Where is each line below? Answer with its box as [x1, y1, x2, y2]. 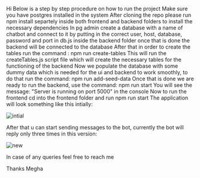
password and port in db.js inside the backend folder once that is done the [6, 37, 190, 44]
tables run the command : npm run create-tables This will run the [6, 50, 166, 56]
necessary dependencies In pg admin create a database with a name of [6, 24, 183, 31]
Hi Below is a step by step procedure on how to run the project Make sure [6, 5, 188, 12]
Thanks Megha [6, 165, 43, 172]
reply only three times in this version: [6, 130, 98, 137]
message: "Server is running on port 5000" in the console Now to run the [6, 88, 187, 95]
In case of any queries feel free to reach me [6, 153, 114, 161]
